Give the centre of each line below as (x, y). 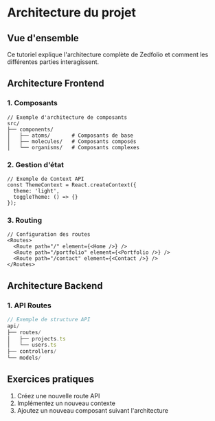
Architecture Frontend (56, 84)
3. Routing (25, 220)
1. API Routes (29, 305)
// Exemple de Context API (46, 179)
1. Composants (33, 103)
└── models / (24, 358)
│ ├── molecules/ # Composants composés (72, 141)
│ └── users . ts (32, 345)
